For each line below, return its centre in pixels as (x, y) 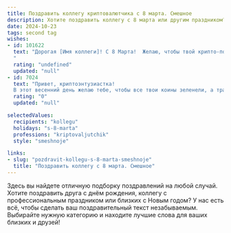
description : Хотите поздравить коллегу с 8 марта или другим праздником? (117, 20)
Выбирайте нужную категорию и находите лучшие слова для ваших (107, 214)
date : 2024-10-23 (32, 26)
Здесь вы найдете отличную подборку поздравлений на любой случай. (112, 186)
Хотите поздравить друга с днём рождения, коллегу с (87, 192)
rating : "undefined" (43, 65)
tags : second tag (32, 33)
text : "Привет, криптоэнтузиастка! (64, 84)
